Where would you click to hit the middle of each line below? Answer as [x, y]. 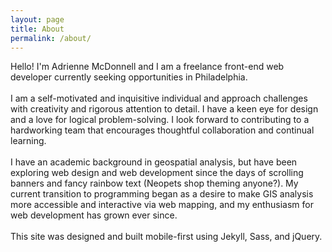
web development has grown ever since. [94, 215]
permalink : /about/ [51, 38]
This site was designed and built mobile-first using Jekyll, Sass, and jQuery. [166, 237]
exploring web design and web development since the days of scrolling [157, 173]
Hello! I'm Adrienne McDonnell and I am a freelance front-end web [147, 67]
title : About [37, 29]
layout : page [37, 19]
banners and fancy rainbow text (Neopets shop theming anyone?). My [154, 183]
